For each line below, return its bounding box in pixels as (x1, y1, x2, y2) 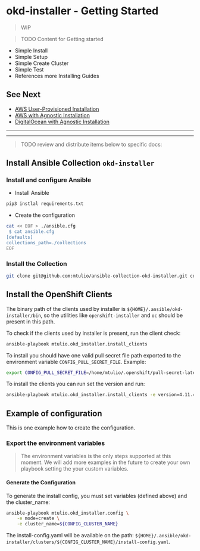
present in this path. (6, 317, 55, 325)
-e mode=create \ (17, 515, 60, 522)
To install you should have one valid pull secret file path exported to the (6, 351, 182, 359)
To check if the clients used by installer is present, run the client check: (6, 329, 181, 337)
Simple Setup (14, 53, 48, 60)
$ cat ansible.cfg (8, 229, 55, 235)
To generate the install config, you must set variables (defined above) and (6, 492, 187, 499)
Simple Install (14, 46, 48, 54)
